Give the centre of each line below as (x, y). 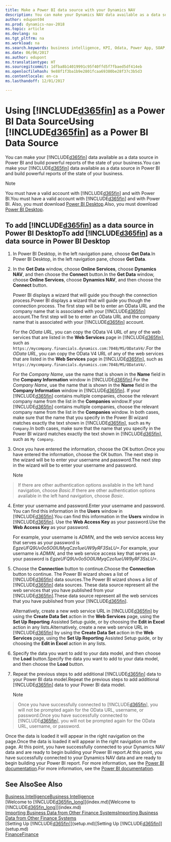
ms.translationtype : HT (31, 62)
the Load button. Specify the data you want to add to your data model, (86, 658)
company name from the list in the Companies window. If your (77, 401)
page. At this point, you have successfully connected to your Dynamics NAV (85, 747)
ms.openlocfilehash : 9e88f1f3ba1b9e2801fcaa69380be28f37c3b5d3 (74, 72)
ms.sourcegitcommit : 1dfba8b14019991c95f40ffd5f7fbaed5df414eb (74, 67)
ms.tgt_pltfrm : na (25, 39)
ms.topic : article (25, 29)
